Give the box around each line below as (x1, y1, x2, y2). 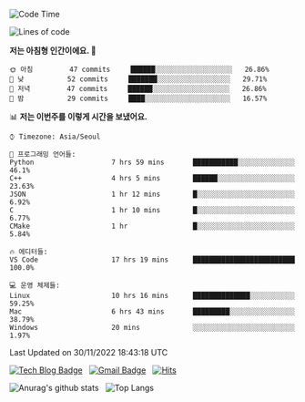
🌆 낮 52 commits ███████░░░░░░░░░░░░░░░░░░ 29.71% (9, 75, 268, 84)
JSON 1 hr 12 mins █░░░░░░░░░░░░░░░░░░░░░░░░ (9, 190, 296, 199)
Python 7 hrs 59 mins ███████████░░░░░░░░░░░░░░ (9, 158, 296, 167)
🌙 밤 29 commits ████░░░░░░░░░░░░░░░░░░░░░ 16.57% (9, 94, 268, 103)
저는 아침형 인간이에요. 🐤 (9, 46, 97, 56)
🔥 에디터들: (9, 247, 48, 256)
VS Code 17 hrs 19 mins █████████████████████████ (9, 255, 296, 264)
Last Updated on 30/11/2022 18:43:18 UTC (9, 347, 168, 357)
